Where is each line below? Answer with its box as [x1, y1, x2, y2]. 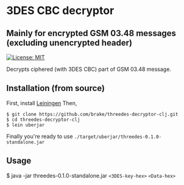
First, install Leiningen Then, [6, 99, 77, 107]
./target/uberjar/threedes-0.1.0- [74, 134, 162, 140]
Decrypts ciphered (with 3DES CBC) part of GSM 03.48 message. [6, 65, 172, 73]
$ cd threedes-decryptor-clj [6, 117, 80, 123]
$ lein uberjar [6, 122, 45, 128]
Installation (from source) [6, 83, 105, 93]
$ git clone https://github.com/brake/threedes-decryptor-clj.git [6, 111, 179, 117]
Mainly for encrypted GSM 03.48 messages [6, 28, 177, 38]
